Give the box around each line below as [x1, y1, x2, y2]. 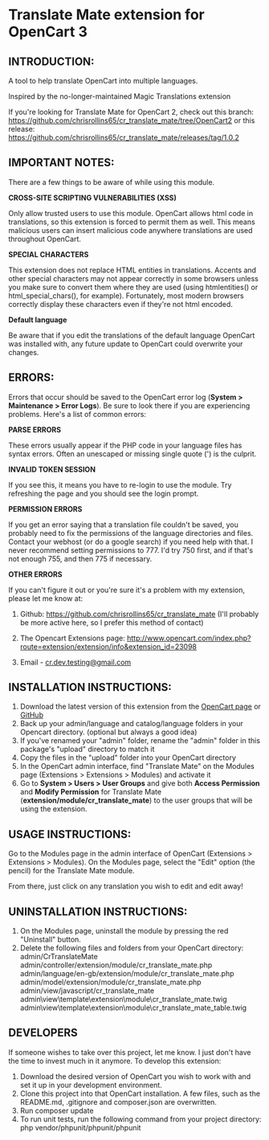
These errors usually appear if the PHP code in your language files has [8, 440, 243, 450]
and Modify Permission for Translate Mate [19, 787, 162, 797]
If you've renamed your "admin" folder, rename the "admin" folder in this [19, 736, 261, 746]
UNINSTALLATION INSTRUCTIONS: [8, 905, 188, 918]
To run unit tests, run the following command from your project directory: [19, 1114, 262, 1124]
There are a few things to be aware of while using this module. [8, 177, 215, 186]
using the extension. [19, 804, 88, 814]
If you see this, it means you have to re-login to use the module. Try [8, 480, 232, 489]
